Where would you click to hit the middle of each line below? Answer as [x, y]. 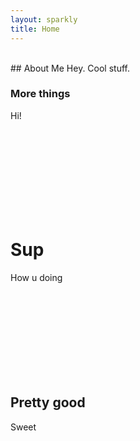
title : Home [35, 29]
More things [40, 94]
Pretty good [48, 402]
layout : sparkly [44, 19]
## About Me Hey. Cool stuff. [70, 68]
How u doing [36, 277]
